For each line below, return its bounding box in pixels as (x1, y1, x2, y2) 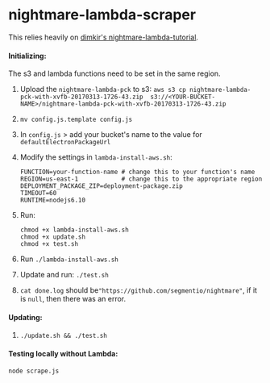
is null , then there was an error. (19, 294, 127, 304)
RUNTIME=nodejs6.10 (19, 196, 86, 205)
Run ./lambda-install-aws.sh (19, 254, 118, 264)
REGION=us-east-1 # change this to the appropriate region (19, 175, 263, 183)
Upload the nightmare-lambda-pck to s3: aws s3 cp (19, 85, 187, 94)
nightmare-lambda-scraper (8, 6, 196, 24)
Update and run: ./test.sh (19, 270, 109, 280)
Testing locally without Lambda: (8, 348, 118, 358)
